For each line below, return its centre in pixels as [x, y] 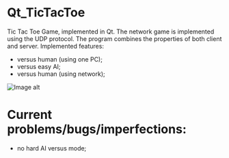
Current [30, 115]
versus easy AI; [39, 66]
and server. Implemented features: [56, 46]
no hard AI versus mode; [52, 148]
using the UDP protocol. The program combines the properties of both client [114, 38]
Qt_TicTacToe [46, 13]
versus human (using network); [61, 74]
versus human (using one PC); [59, 59]
